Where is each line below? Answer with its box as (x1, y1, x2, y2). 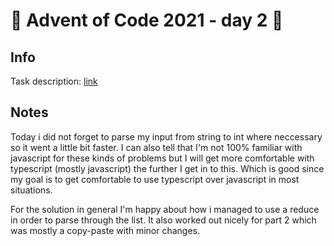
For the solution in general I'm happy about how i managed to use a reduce (10, 203, 320, 215)
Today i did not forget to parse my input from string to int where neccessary (10, 130, 323, 143)
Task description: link (10, 75, 98, 87)
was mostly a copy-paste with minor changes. (10, 224, 201, 236)
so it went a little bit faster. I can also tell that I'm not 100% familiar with (10, 141, 303, 153)
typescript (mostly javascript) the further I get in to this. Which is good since (10, 162, 325, 174)
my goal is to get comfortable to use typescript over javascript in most (10, 173, 300, 185)
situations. (10, 184, 53, 196)
